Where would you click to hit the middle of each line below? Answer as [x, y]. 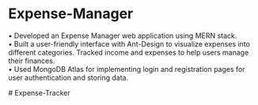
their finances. [32, 61]
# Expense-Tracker [40, 92]
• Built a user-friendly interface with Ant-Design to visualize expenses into [129, 43]
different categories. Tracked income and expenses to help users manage [129, 52]
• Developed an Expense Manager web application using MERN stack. [123, 36]
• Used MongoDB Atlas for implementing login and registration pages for [127, 69]
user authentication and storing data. [68, 77]
